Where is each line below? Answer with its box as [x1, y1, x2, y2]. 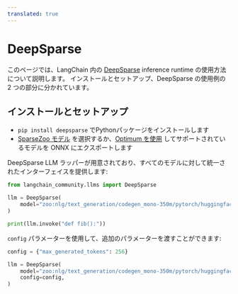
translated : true [7, 10, 59, 18]
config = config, [20, 274, 65, 281]
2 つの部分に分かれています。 [7, 83, 93, 91]
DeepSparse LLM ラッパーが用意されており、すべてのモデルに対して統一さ [7, 159, 226, 167]
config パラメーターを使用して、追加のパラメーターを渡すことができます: [7, 234, 222, 242]
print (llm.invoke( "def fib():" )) [7, 220, 106, 227]
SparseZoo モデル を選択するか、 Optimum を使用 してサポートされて [17, 135, 220, 143]
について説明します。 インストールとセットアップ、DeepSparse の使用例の [7, 74, 226, 82]
